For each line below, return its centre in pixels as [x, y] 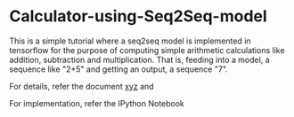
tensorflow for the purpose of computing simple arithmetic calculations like [147, 50]
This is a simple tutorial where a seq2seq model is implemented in [130, 41]
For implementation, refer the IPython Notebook [97, 103]
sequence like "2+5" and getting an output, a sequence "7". [119, 69]
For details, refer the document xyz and [82, 86]
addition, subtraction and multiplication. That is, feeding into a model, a [139, 59]
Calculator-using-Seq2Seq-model [138, 16]
